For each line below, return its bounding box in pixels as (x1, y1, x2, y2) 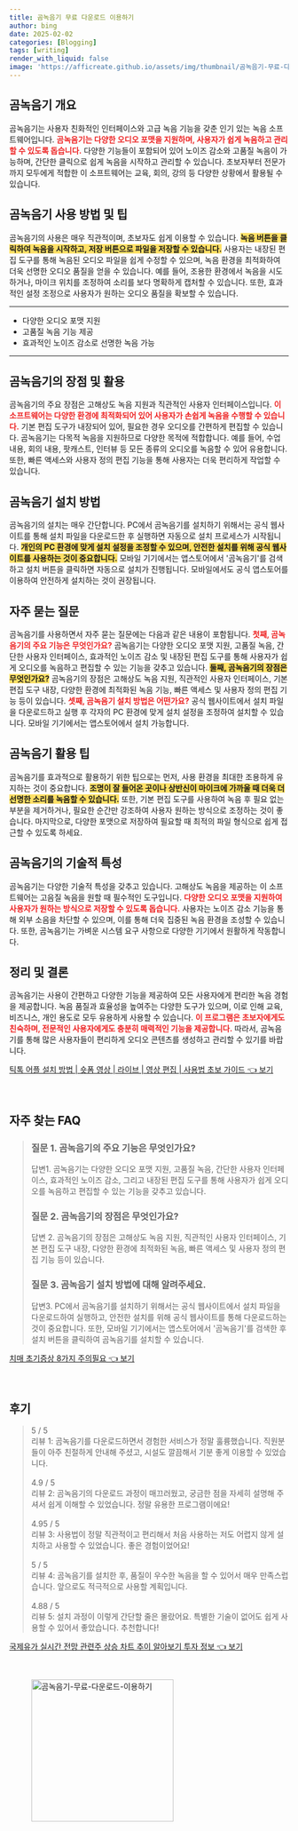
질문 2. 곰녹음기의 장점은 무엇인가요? (30, 1210, 179, 1222)
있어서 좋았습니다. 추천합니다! (57, 1622, 160, 1633)
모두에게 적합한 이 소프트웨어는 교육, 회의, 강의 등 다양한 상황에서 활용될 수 (25, 167, 284, 178)
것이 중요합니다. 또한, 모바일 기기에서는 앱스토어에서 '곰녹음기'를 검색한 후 (30, 1323, 286, 1333)
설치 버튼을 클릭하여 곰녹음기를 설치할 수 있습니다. (30, 1333, 204, 1344)
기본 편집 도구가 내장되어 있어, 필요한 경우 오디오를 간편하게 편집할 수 (20, 421, 260, 432)
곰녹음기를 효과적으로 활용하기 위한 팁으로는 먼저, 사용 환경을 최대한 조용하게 (9, 771, 275, 782)
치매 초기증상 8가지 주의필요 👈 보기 (9, 1352, 135, 1364)
